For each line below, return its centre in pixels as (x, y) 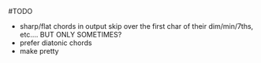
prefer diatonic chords (56, 43)
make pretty (39, 51)
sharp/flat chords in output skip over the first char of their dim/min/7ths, (136, 26)
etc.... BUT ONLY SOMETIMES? (71, 35)
